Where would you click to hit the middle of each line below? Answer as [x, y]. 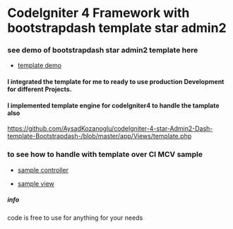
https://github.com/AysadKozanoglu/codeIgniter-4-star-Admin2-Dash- [110, 129]
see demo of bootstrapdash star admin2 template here [103, 50]
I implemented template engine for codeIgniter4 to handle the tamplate [114, 105]
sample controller [43, 170]
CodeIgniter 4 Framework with [98, 13]
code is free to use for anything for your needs [75, 218]
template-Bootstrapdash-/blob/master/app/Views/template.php [100, 136]
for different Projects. [40, 89]
